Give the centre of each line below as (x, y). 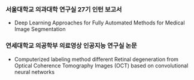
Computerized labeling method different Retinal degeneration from (96, 59)
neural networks (34, 72)
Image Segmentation (40, 29)
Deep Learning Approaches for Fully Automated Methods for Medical (99, 23)
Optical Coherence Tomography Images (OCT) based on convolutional (101, 65)
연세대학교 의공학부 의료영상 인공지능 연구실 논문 (71, 46)
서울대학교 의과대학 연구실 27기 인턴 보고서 (64, 9)
